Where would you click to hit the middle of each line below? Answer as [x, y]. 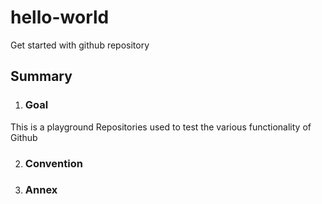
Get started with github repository [80, 45]
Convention [53, 163]
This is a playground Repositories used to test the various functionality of [161, 127]
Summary [41, 76]
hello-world [60, 17]
